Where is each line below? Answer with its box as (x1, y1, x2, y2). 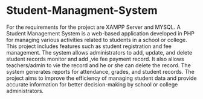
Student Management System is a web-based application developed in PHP (6, 29, 195, 37)
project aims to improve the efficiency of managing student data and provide (6, 74, 198, 82)
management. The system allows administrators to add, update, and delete (6, 49, 193, 56)
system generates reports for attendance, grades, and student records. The (6, 68, 195, 75)
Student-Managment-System (6, 4, 158, 17)
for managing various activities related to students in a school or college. (6, 36, 187, 43)
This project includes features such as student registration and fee (6, 43, 172, 50)
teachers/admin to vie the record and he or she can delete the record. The (6, 61, 192, 69)
